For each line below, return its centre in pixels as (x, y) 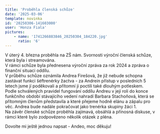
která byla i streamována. (30, 60)
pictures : (15, 32)
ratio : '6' (29, 41)
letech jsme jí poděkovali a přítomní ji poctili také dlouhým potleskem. (74, 86)
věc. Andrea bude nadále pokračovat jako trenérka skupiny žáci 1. (71, 106)
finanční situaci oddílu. (28, 70)
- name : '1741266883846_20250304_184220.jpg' (61, 37)
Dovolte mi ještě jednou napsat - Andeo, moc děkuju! (58, 126)
